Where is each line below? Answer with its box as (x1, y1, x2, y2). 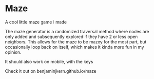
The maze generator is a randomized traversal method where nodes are (5, 28, 150, 34)
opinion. (5, 49, 21, 55)
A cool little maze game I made (5, 19, 67, 25)
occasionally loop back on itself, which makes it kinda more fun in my (5, 44, 144, 50)
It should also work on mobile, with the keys (5, 59, 94, 64)
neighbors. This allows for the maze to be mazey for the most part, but (5, 39, 147, 44)
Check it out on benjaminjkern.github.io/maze (5, 68, 96, 74)
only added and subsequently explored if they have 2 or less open (5, 34, 138, 39)
